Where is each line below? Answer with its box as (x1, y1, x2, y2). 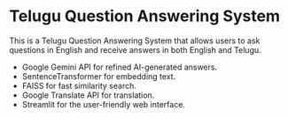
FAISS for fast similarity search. (21, 80, 137, 91)
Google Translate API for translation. (21, 90, 155, 100)
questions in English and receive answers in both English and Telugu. (9, 44, 261, 55)
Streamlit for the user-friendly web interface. (21, 99, 186, 109)
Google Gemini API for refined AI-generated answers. (21, 62, 218, 72)
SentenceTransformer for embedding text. (21, 70, 176, 81)
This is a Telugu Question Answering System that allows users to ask (9, 35, 261, 46)
